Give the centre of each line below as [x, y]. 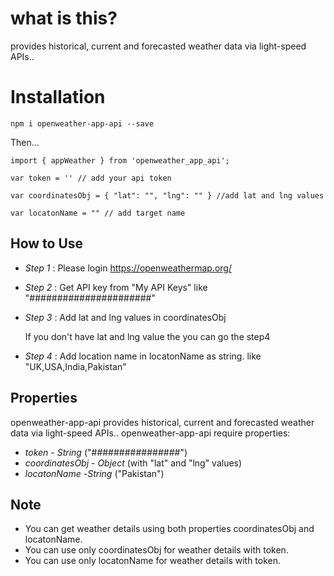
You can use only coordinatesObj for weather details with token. [156, 550]
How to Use [47, 243]
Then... [25, 142]
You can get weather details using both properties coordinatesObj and [169, 529]
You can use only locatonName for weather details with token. [153, 561]
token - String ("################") [106, 452]
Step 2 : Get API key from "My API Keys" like [116, 287]
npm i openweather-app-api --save [82, 123]
